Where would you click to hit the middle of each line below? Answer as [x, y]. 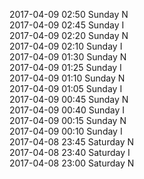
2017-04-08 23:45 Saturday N [72, 142]
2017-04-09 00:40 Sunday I [67, 110]
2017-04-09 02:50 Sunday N [69, 14]
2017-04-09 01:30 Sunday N [68, 57]
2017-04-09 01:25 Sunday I [65, 67]
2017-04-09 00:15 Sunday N [68, 120]
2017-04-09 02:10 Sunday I [66, 46]
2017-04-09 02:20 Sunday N [69, 35]
